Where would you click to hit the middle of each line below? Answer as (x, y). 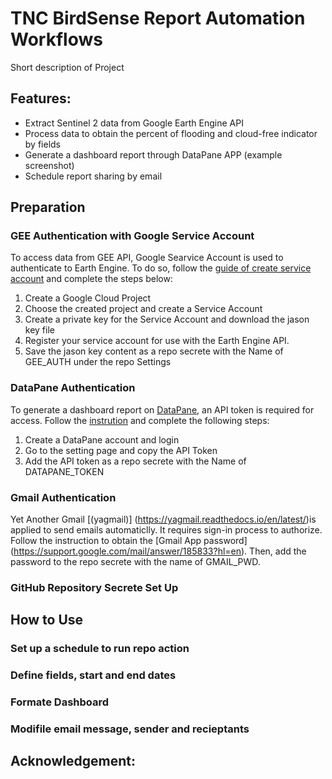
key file (39, 330)
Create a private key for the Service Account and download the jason (167, 319)
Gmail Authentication (63, 497)
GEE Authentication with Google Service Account (132, 236)
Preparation (48, 207)
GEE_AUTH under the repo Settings (98, 362)
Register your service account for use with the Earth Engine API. (157, 341)
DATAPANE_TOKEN (64, 471)
